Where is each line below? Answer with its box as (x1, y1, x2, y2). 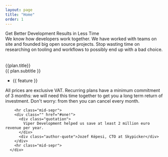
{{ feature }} (12, 77, 38, 84)
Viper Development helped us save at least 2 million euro (23, 121, 150, 126)
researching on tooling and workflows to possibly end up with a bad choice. (5, 46, 163, 53)
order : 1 (5, 17, 24, 22)
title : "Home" (5, 12, 35, 17)
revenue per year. (5, 125, 44, 131)
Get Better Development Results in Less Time (5, 31, 99, 37)
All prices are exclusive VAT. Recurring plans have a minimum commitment (5, 88, 160, 94)
